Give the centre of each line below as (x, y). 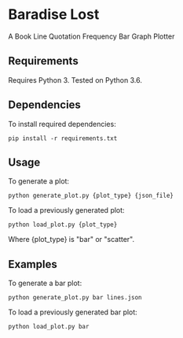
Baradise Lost (54, 15)
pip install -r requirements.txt (63, 138)
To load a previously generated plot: (66, 210)
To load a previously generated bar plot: (73, 312)
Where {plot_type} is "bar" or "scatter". (71, 240)
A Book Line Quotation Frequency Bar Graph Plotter (91, 36)
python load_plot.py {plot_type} (63, 225)
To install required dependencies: (62, 124)
